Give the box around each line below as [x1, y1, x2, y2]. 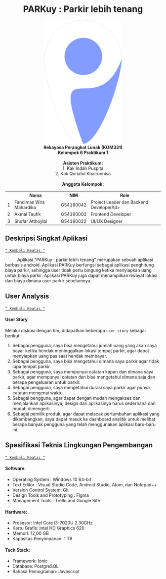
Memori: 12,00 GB [12, 530, 49, 536]
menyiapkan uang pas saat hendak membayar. [12, 353, 108, 359]
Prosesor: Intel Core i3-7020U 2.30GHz [12, 520, 93, 526]
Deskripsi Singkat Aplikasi [5, 234, 88, 242]
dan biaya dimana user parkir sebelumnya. [5, 277, 92, 283]
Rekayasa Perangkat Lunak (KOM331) [43, 145, 123, 151]
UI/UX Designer [90, 218, 123, 224]
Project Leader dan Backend [90, 199, 149, 205]
